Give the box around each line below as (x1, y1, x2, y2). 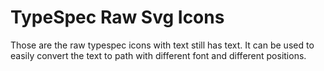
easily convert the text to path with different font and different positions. (10, 49, 307, 61)
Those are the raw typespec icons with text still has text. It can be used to (10, 39, 315, 51)
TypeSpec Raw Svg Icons (10, 6, 225, 29)
